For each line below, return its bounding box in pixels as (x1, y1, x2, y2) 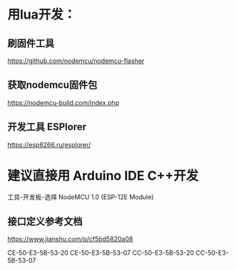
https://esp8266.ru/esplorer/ (7, 140, 91, 149)
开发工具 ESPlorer (7, 121, 87, 133)
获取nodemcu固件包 (7, 79, 98, 91)
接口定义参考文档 (7, 215, 83, 227)
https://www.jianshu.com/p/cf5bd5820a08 (7, 235, 133, 244)
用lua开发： (7, 6, 76, 23)
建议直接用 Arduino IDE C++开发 (7, 167, 199, 184)
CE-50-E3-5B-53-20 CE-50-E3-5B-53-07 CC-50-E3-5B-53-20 (7, 249, 195, 257)
